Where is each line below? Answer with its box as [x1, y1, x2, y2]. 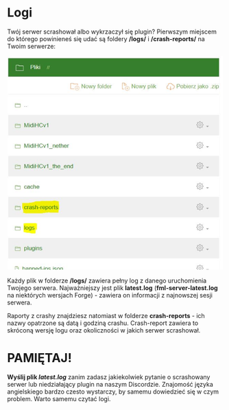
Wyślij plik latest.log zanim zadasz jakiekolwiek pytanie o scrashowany [7, 373, 210, 381]
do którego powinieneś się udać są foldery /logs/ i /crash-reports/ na [7, 34, 206, 43]
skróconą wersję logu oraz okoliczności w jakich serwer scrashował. [7, 326, 201, 335]
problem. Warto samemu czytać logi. [7, 395, 111, 403]
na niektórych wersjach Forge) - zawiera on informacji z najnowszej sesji [7, 291, 213, 300]
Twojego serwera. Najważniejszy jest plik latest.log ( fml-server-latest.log [7, 284, 218, 292]
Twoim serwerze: [7, 42, 56, 50]
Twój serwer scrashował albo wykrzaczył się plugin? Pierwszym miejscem [7, 27, 217, 36]
